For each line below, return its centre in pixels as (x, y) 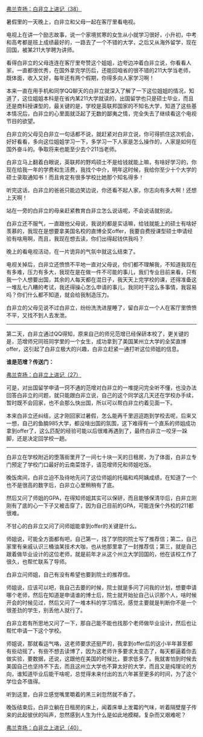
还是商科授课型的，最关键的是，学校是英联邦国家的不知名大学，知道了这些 (99, 106)
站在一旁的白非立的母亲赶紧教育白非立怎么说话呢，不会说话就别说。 (91, 210)
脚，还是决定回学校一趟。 (38, 438)
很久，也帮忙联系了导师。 (38, 562)
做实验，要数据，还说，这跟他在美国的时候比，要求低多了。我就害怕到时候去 (101, 659)
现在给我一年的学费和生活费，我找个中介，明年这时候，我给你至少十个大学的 (101, 170)
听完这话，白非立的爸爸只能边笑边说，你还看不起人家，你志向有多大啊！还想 (101, 190)
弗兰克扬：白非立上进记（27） (44, 375)
